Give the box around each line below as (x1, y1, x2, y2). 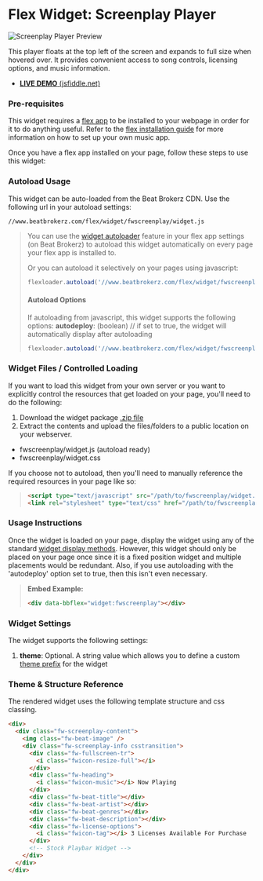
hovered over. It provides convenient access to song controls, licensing (8, 55, 238, 64)
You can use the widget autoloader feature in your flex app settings (27, 231, 245, 240)
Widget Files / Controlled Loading (8, 363, 139, 374)
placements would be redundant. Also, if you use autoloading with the (8, 560, 233, 570)
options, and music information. (8, 63, 110, 72)
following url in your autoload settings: (8, 202, 131, 211)
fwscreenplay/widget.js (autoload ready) (19, 444, 151, 454)
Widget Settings (8, 618, 72, 629)
